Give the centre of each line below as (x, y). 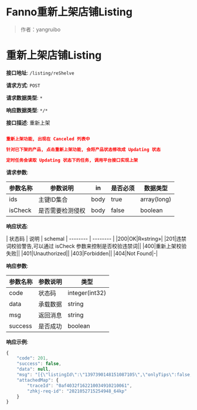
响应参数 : (17, 266)
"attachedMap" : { (38, 380)
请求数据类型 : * (24, 98)
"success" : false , (39, 364)
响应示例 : (17, 342)
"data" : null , (34, 369)
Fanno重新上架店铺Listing (69, 12)
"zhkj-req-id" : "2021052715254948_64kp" (77, 391)
